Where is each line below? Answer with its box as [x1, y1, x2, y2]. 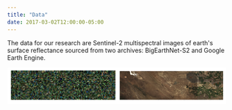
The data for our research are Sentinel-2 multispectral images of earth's [7, 38, 213, 47]
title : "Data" [7, 11, 49, 18]
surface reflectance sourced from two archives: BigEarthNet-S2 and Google [7, 46, 225, 54]
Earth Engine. [7, 53, 46, 62]
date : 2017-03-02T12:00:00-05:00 [7, 18, 104, 26]
